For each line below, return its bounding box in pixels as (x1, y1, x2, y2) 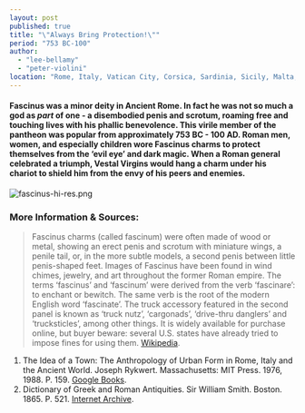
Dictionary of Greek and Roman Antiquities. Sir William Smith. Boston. (22, 384, 283, 395)
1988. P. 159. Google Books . (22, 374, 127, 386)
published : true (9, 22, 71, 31)
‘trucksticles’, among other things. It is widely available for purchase (31, 319, 286, 329)
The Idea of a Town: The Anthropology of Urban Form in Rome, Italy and (22, 355, 293, 366)
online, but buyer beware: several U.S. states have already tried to (31, 328, 279, 339)
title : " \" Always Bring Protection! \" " (9, 30, 161, 39)
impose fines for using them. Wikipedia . (31, 338, 181, 349)
